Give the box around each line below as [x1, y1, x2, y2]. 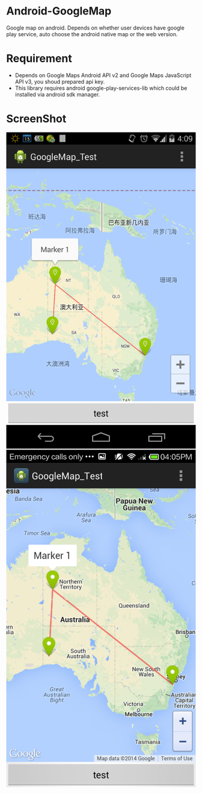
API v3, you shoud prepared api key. [14, 78, 105, 85]
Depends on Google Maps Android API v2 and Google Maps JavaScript [14, 71, 192, 79]
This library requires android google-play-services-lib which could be [14, 84, 188, 92]
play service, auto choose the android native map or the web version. [6, 30, 178, 37]
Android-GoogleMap [6, 4, 112, 18]
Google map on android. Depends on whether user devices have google [6, 24, 185, 31]
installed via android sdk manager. [14, 90, 100, 98]
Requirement [6, 52, 72, 66]
